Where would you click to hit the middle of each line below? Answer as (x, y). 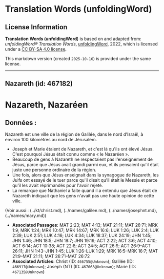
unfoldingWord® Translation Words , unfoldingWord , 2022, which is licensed (81, 44)
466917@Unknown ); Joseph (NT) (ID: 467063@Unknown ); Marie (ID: (74, 267)
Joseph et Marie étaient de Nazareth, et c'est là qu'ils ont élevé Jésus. (83, 149)
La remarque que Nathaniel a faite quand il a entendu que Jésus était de (85, 191)
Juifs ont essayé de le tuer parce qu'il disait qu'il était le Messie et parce (85, 180)
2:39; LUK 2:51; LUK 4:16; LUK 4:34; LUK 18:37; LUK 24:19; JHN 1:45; (82, 236)
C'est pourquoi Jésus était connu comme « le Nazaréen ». (71, 154)
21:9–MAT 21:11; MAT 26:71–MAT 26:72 (51, 256)
